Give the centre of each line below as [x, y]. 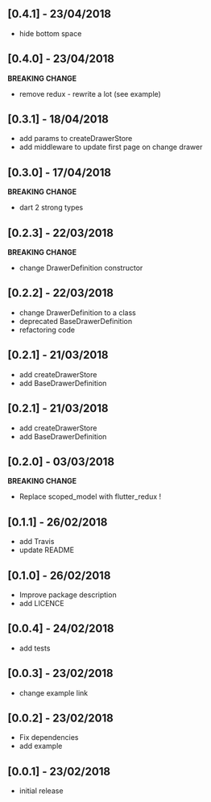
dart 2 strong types [51, 208]
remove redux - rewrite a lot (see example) [90, 93]
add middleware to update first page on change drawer [111, 147]
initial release [41, 791]
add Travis [37, 542]
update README [46, 550]
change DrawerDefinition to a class [77, 312]
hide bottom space [50, 33]
